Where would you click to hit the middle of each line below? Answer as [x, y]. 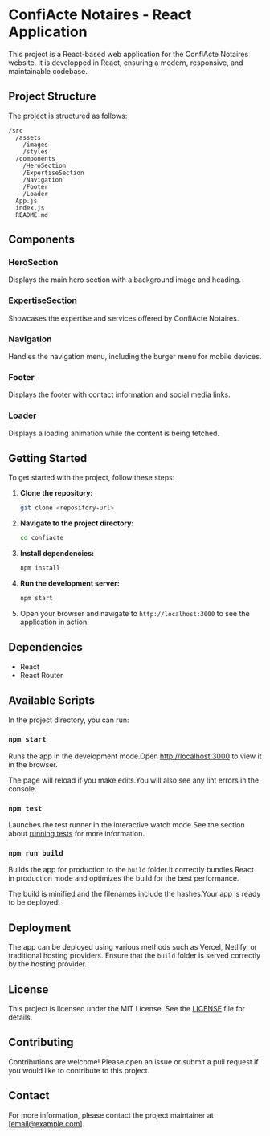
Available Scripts [51, 701]
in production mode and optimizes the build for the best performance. [124, 878]
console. [23, 788]
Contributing [41, 1042]
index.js [30, 208]
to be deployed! [34, 902]
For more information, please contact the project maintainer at [111, 1115]
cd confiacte [42, 538]
